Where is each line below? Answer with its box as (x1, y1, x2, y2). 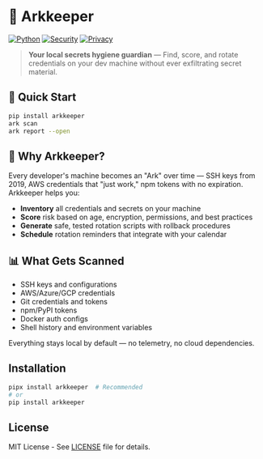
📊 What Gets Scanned (8, 254, 125, 268)
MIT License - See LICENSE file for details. (8, 442, 151, 452)
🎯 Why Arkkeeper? (8, 149, 105, 163)
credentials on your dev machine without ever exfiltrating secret (28, 58, 242, 68)
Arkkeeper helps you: (8, 188, 80, 198)
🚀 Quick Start (8, 91, 77, 104)
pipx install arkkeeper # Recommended (8, 383, 143, 391)
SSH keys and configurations (19, 279, 117, 289)
